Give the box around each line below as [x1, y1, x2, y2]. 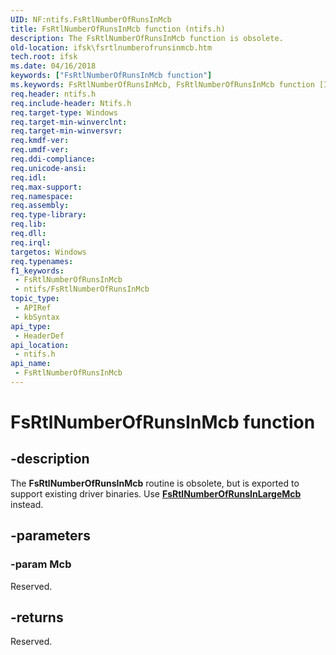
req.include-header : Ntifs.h [10, 98, 132, 108]
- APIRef [14, 303, 52, 313]
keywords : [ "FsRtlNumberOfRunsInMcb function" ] [10, 71, 213, 81]
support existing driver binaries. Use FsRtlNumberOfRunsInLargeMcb [10, 487, 302, 500]
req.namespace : [10, 191, 74, 201]
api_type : [10, 321, 52, 331]
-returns [10, 609, 64, 626]
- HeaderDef [14, 331, 65, 341]
